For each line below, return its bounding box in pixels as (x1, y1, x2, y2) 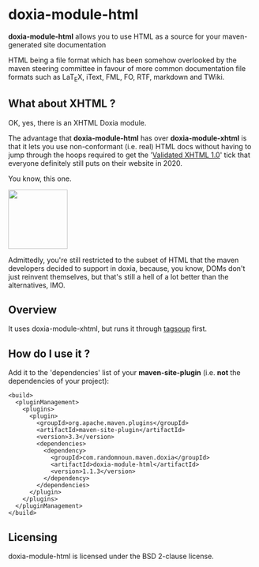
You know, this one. (8, 174, 72, 183)
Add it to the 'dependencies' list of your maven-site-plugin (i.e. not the (8, 368, 241, 377)
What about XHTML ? (8, 97, 116, 111)
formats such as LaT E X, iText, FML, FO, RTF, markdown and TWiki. (8, 72, 225, 84)
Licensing (8, 531, 58, 544)
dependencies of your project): (8, 377, 109, 386)
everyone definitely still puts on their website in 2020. (8, 158, 183, 167)
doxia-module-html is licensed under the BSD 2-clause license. (8, 551, 215, 561)
